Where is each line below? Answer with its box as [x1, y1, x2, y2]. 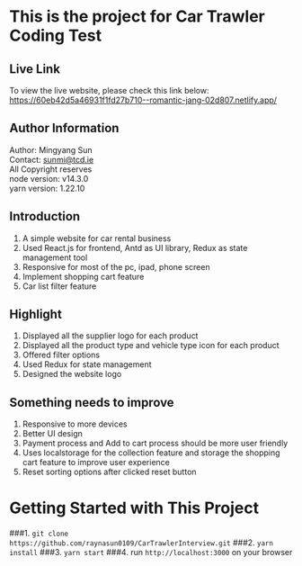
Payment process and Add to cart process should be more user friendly [22, 438, 289, 449]
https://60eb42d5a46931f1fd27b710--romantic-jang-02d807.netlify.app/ [9, 94, 277, 105]
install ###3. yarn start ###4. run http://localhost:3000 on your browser [9, 547, 293, 558]
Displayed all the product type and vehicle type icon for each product [22, 340, 280, 351]
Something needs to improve [9, 394, 174, 410]
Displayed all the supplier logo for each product [22, 330, 199, 341]
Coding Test [9, 25, 102, 46]
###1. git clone [9, 528, 69, 539]
